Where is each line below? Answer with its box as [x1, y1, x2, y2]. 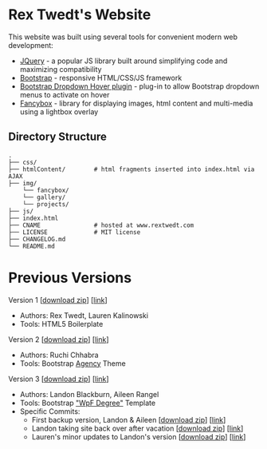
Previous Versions [8, 268, 132, 287]
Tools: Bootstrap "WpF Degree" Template [19, 398, 156, 407]
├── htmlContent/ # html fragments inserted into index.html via [8, 165, 255, 173]
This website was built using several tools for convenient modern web [8, 32, 238, 42]
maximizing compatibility [19, 64, 102, 74]
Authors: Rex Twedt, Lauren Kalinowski [19, 310, 149, 320]
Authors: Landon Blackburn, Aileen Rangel [19, 389, 159, 399]
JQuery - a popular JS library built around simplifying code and [19, 56, 228, 66]
